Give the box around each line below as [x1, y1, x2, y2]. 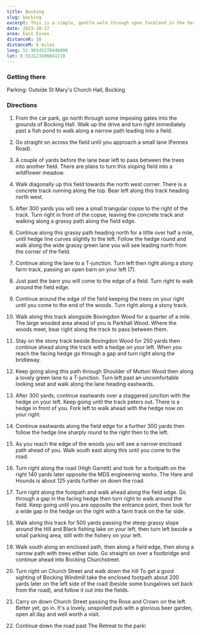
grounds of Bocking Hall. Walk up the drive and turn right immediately [15, 121, 186, 128]
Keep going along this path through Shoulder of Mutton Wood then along [15, 368, 193, 375]
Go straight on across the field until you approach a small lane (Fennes [15, 139, 189, 146]
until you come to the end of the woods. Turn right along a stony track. [15, 302, 188, 309]
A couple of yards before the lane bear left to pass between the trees [15, 157, 185, 164]
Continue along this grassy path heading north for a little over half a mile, [15, 229, 194, 236]
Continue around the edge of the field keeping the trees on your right [15, 295, 185, 302]
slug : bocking [7, 14, 42, 20]
